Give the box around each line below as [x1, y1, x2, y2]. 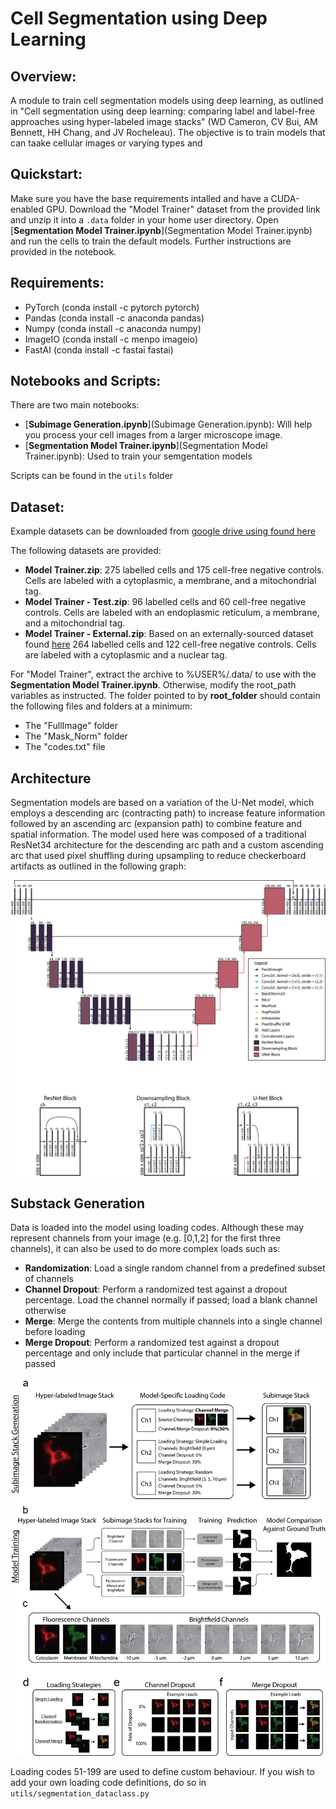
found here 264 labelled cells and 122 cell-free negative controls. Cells [24, 638, 317, 651]
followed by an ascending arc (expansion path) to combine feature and [10, 818, 302, 830]
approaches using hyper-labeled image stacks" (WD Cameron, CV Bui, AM [10, 116, 318, 127]
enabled [10, 203, 44, 215]
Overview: [10, 68, 77, 85]
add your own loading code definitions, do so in [10, 1777, 207, 1789]
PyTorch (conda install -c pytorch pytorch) [24, 301, 200, 313]
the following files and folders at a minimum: [10, 700, 193, 712]
